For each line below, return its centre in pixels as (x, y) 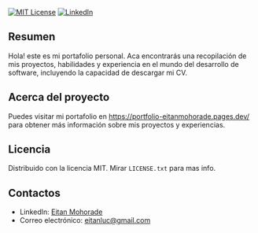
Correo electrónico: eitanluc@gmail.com (85, 220)
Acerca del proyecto (59, 97)
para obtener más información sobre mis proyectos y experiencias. (117, 124)
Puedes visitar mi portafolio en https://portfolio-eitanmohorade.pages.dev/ (129, 116)
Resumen (32, 37)
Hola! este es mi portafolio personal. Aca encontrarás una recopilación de (127, 56)
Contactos (34, 193)
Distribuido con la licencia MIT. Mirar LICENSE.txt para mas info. (112, 168)
